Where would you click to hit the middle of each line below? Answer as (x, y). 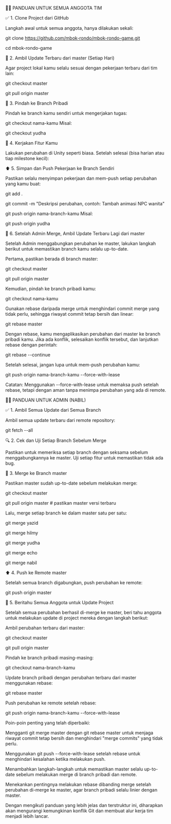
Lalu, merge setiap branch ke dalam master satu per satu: (66, 513)
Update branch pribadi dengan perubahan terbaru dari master (71, 677)
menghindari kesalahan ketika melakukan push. (55, 759)
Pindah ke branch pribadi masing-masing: (50, 658)
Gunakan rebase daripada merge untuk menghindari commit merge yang (82, 309)
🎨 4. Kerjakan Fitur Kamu (32, 143)
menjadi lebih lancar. (27, 816)
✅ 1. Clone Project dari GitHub (37, 18)
